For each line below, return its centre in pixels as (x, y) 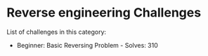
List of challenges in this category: (57, 32)
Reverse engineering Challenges (104, 13)
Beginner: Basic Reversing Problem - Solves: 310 (87, 45)
